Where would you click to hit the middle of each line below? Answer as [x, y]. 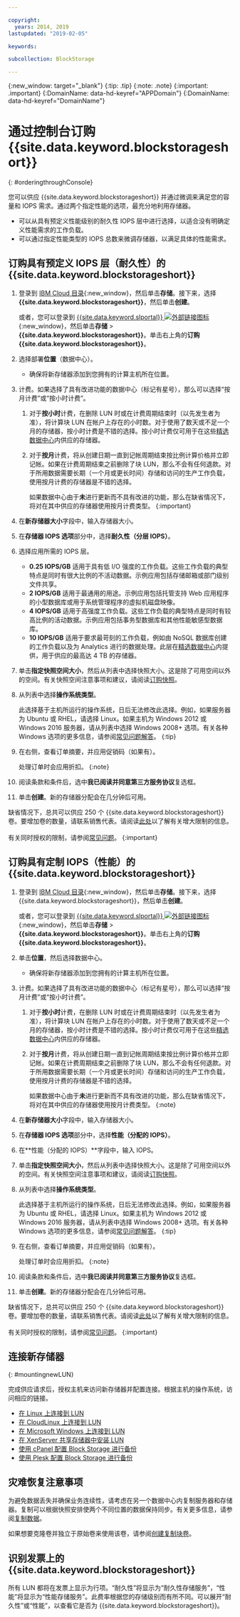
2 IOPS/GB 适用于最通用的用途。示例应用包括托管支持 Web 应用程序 [129, 593]
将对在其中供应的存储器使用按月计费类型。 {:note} [103, 1104]
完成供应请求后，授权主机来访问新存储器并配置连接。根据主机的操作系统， [117, 1389]
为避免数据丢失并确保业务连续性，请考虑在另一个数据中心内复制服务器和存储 [120, 1501]
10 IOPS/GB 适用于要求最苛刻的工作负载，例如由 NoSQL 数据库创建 [128, 638]
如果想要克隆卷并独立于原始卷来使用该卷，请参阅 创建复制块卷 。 [101, 1534]
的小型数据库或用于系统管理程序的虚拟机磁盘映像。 [104, 602]
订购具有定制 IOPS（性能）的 [72, 862]
